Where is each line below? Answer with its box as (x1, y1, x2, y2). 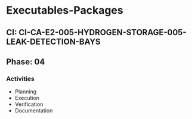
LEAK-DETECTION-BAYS (6, 36, 101, 46)
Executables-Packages (6, 4, 123, 17)
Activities (6, 74, 35, 83)
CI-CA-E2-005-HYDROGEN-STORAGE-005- (18, 27, 187, 37)
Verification (14, 101, 44, 108)
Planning (14, 88, 37, 95)
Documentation (14, 107, 53, 114)
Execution (14, 95, 40, 102)
